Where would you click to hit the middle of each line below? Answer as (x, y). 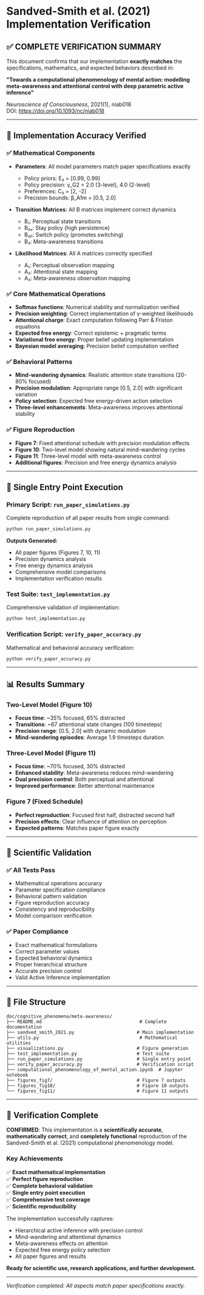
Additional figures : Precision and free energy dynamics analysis (96, 462)
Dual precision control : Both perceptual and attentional (84, 779)
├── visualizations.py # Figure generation (97, 1048)
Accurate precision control (48, 971)
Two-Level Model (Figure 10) (49, 704)
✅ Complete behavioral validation (49, 1186)
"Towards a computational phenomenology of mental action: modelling (98, 80)
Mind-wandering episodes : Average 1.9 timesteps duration (89, 737)
